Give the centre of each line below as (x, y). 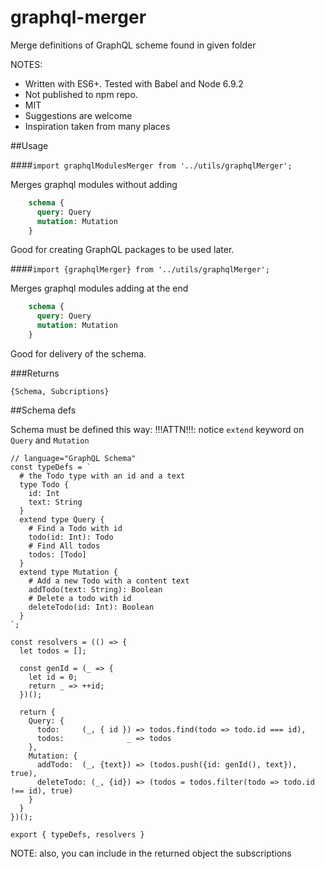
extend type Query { (62, 519)
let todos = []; (53, 651)
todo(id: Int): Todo (71, 537)
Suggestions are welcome (78, 115)
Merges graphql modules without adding (94, 184)
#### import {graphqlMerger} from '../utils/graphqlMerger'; (140, 269)
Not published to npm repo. (81, 94)
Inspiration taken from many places (97, 126)
